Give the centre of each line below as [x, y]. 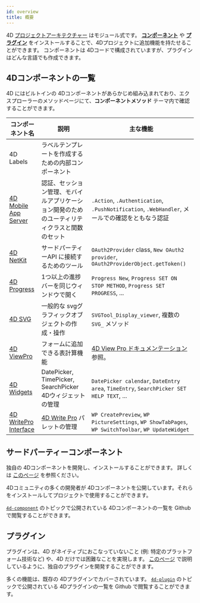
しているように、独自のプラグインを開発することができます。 [81, 566]
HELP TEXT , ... [109, 396]
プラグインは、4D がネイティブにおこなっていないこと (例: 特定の [86, 551]
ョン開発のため [62, 210]
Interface [22, 429]
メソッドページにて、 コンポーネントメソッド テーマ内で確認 [116, 101]
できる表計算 [59, 353]
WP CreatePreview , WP [121, 415]
